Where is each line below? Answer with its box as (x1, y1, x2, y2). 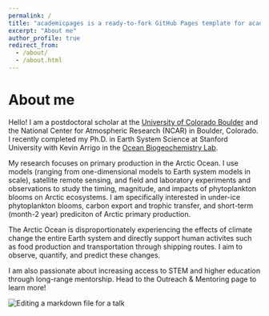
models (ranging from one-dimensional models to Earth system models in (8, 166, 251, 176)
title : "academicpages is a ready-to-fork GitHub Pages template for (8, 19, 246, 27)
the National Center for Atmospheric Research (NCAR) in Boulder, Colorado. (8, 126, 259, 135)
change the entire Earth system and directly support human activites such (8, 233, 252, 242)
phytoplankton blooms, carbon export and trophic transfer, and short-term (8, 201, 254, 210)
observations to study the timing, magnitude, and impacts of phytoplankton (8, 183, 257, 193)
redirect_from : (8, 42, 59, 50)
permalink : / (8, 11, 52, 20)
